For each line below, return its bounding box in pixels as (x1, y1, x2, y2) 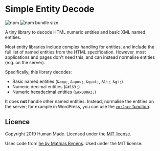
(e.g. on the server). (5, 59, 46, 65)
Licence (5, 118, 30, 126)
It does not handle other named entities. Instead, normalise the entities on (5, 98, 154, 104)
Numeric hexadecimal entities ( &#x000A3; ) (12, 89, 96, 95)
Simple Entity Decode (5, 3, 94, 15)
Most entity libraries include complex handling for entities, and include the (5, 44, 155, 50)
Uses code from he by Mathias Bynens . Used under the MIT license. (5, 140, 143, 146)
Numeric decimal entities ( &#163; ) (12, 83, 80, 89)
